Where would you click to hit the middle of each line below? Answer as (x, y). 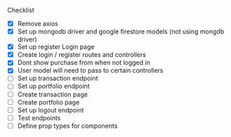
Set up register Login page (56, 47)
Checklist (21, 10)
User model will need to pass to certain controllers (90, 71)
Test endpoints (39, 117)
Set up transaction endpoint (58, 78)
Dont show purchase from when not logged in (84, 63)
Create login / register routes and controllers (81, 55)
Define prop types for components (67, 126)
